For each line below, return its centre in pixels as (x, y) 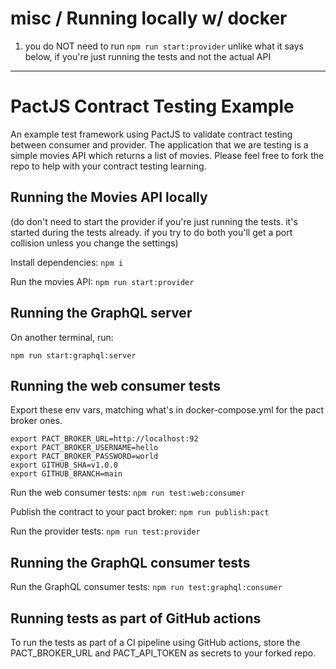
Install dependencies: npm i (67, 262)
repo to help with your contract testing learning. (108, 166)
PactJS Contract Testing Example (152, 106)
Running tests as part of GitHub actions (136, 618)
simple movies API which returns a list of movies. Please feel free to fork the (167, 155)
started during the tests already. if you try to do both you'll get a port (151, 232)
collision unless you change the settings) (94, 243)
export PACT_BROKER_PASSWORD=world (84, 457)
